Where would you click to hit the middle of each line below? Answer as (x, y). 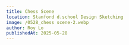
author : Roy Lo (25, 28)
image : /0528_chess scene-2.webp (48, 22)
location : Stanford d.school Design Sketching (65, 17)
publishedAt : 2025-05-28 (37, 33)
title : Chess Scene (30, 11)
